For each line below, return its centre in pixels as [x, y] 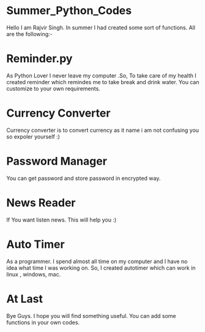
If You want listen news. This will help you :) [61, 220]
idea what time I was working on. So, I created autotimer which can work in [101, 268]
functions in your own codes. [43, 322]
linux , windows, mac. [34, 274]
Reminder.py [39, 59]
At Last [25, 299]
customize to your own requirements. [54, 88]
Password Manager [57, 161]
